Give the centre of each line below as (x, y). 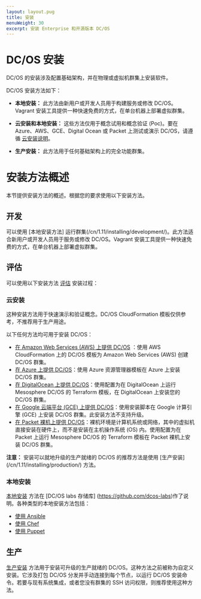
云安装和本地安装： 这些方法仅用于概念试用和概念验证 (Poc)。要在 (96, 124)
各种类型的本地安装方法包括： (53, 504)
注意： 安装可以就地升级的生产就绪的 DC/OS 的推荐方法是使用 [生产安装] (96, 457)
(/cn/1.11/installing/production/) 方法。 (53, 465)
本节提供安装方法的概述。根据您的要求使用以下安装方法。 (77, 195)
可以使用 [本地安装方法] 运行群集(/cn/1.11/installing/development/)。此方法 (97, 231)
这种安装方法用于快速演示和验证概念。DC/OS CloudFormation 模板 (88, 314)
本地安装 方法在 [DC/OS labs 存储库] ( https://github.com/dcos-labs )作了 (95, 496)
